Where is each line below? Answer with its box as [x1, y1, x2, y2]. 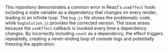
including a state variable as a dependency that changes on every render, [5, 9, 157, 15]
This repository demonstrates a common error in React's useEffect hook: [5, 4, 156, 10]
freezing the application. [5, 41, 56, 47]
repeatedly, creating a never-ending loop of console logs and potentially [5, 36, 154, 42]
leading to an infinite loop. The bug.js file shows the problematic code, [5, 15, 151, 20]
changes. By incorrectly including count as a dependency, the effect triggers [5, 31, 163, 36]
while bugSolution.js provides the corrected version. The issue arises [5, 20, 150, 26]
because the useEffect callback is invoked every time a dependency [5, 25, 147, 31]
